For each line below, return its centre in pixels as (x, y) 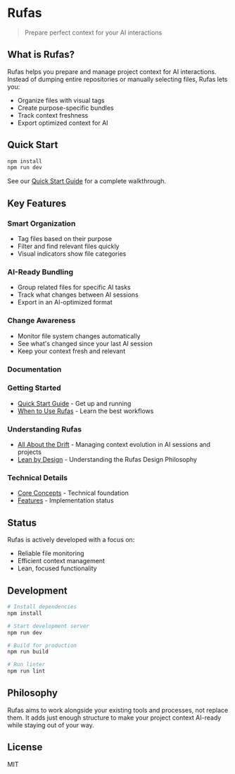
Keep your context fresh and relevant (71, 351)
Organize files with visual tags (61, 100)
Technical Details (38, 478)
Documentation (34, 369)
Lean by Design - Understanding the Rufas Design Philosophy (107, 460)
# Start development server (49, 626)
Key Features (37, 203)
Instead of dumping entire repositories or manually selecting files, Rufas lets (118, 79)
